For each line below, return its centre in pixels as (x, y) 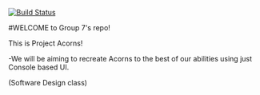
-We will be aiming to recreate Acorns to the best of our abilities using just (130, 59)
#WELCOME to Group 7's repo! (59, 28)
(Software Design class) (48, 83)
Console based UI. (39, 67)
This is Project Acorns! (46, 43)
